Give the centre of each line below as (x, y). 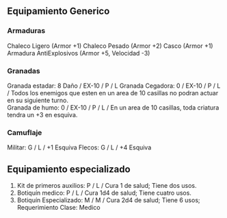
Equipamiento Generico (58, 11)
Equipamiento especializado (69, 169)
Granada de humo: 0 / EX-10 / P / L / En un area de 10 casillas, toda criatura (113, 107)
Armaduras (26, 31)
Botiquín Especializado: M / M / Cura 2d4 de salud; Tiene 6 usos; (108, 200)
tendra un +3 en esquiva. (42, 114)
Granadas (24, 71)
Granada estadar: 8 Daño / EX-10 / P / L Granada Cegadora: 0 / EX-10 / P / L (114, 86)
